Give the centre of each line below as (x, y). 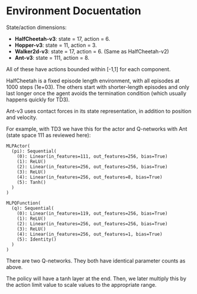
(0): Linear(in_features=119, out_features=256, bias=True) (92, 213)
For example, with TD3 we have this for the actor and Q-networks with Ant (97, 129)
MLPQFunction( (24, 203)
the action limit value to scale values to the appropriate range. (81, 285)
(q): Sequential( (33, 208)
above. (14, 267)
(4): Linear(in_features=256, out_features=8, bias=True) (90, 177)
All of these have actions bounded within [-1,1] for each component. (88, 69)
